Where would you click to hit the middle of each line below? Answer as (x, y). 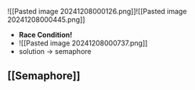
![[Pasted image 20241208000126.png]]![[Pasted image (97, 11)
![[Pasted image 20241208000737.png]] (83, 43)
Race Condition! (45, 35)
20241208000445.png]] (46, 20)
